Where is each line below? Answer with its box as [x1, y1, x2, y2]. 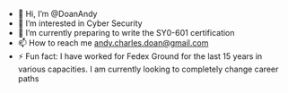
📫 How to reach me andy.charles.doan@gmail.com [17, 38, 209, 48]
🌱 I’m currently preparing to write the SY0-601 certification [17, 28, 235, 38]
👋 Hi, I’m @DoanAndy [17, 9, 98, 19]
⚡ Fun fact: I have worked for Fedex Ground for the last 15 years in [17, 51, 263, 62]
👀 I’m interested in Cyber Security [17, 18, 143, 29]
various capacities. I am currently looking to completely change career [17, 63, 279, 74]
